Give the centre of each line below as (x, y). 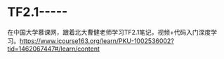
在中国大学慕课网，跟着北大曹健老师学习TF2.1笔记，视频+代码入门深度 (109, 32)
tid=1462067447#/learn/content (53, 49)
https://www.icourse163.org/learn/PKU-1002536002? (97, 41)
